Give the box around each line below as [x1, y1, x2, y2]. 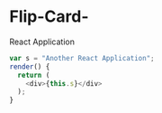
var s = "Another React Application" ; [9, 53, 155, 62]
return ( [17, 71, 50, 80]
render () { [9, 61, 50, 71]
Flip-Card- [9, 6, 89, 27]
